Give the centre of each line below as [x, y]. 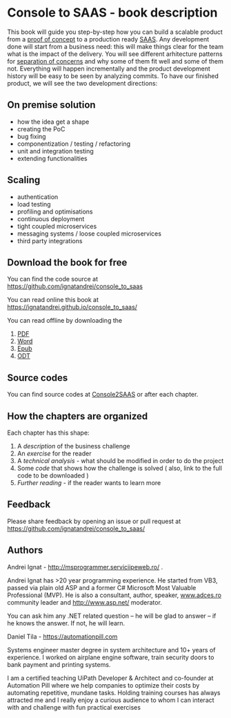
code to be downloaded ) [53, 475]
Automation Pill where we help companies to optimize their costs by [103, 685]
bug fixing [31, 136]
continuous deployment [51, 218]
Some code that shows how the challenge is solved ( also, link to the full [120, 468]
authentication [38, 197]
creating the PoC [41, 129]
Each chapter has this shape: [48, 433]
